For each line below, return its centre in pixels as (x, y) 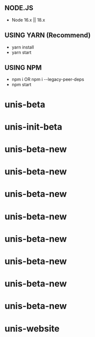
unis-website (32, 328)
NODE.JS (19, 8)
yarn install (23, 47)
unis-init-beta (33, 127)
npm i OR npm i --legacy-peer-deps (48, 79)
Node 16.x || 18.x (28, 20)
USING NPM (23, 68)
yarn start (22, 52)
